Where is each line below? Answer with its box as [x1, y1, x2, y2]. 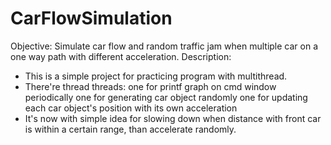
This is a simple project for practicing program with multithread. [24, 70, 288, 82]
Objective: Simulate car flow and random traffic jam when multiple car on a [10, 40, 319, 52]
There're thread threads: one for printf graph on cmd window [24, 80, 277, 92]
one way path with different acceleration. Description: [10, 50, 232, 62]
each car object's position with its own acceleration [24, 102, 238, 114]
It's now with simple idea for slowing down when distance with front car [24, 112, 322, 124]
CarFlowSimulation [10, 7, 173, 30]
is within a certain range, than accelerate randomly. [24, 123, 237, 135]
